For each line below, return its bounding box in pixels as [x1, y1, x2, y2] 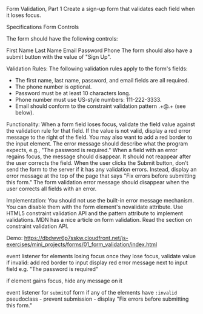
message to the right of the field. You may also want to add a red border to [6, 133, 193, 141]
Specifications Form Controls [6, 24, 79, 30]
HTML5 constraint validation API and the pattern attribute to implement [6, 210, 184, 217]
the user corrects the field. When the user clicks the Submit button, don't [6, 159, 189, 166]
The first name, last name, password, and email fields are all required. [15, 77, 190, 84]
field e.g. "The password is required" [6, 266, 99, 272]
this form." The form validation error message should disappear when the [6, 179, 190, 185]
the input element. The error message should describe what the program [6, 140, 188, 147]
